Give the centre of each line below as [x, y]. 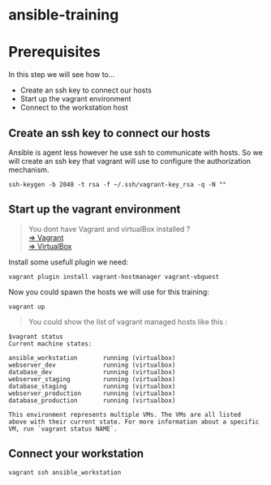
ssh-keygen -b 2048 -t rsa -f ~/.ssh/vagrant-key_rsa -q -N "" [118, 184]
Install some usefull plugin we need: [68, 262]
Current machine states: [50, 343]
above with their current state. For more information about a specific [134, 422]
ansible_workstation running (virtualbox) [92, 358]
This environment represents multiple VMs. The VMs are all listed [125, 414]
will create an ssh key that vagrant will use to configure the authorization [130, 161]
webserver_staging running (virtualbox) [92, 379]
